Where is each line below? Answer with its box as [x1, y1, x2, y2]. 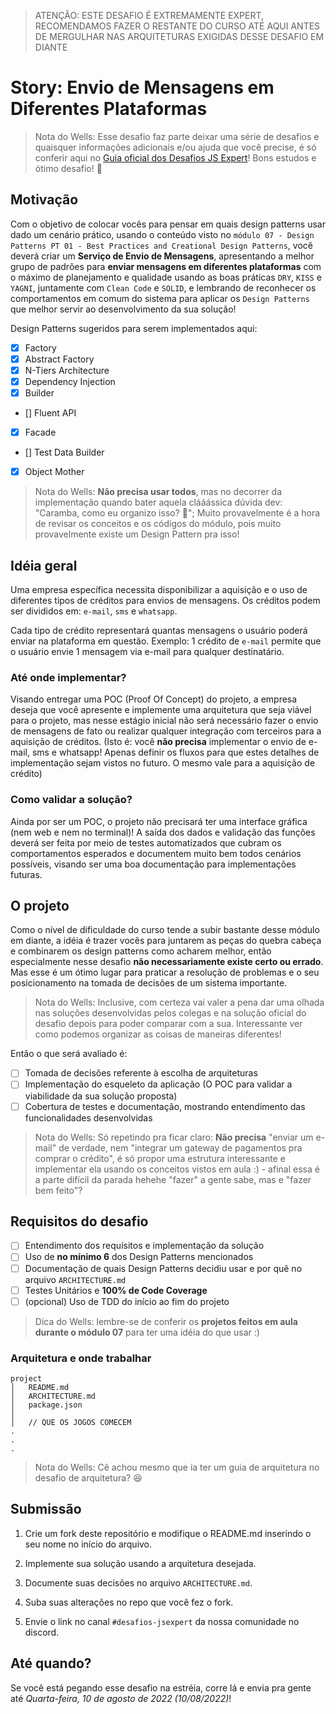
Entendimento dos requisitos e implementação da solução [24, 1240, 265, 1252]
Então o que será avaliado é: [10, 1048, 128, 1060]
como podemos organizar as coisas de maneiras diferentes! [34, 1028, 282, 1040]
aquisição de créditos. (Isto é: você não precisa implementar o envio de [10, 736, 307, 748]
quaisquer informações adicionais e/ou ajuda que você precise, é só [34, 141, 317, 153]
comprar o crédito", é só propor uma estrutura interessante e [34, 1152, 286, 1164]
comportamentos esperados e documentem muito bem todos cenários [10, 847, 302, 859]
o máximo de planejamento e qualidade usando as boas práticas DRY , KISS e [10, 271, 322, 283]
